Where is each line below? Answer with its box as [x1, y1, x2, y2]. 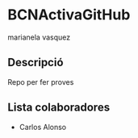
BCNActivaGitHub [7, 6, 131, 24]
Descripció [7, 56, 64, 69]
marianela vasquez [7, 32, 70, 42]
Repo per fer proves [7, 77, 74, 86]
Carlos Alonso [19, 122, 66, 132]
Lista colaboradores [7, 101, 111, 115]
